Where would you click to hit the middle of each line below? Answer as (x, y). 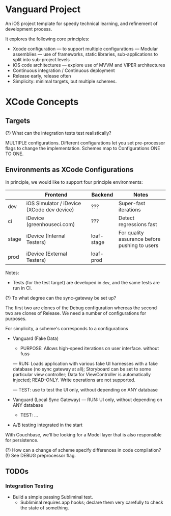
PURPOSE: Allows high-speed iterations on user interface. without (90, 348)
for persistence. (22, 440)
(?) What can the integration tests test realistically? (58, 133)
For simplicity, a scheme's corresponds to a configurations (67, 328)
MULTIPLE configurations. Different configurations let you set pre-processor (85, 143)
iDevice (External (47, 254)
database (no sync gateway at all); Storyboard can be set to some (82, 369)
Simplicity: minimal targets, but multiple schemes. (65, 81)
